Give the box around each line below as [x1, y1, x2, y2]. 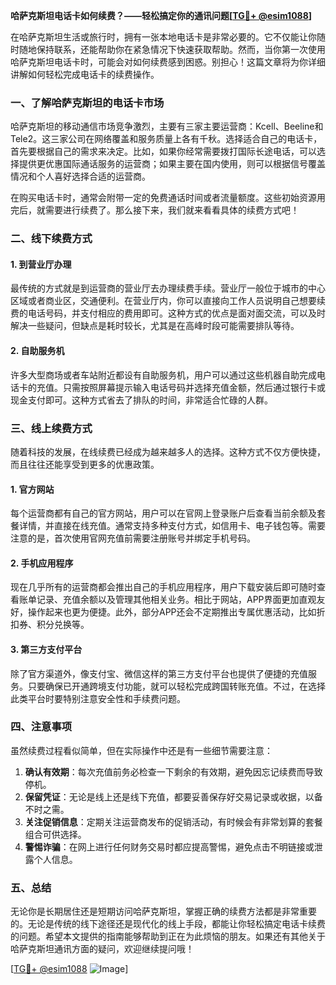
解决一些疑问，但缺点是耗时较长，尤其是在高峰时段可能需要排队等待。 [10, 320, 300, 332]
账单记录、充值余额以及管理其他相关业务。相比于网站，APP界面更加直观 [18, 594, 317, 606]
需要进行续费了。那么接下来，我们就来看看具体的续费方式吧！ [44, 204, 300, 216]
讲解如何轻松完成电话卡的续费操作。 [10, 69, 160, 80]
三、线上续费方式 [10, 421, 93, 435]
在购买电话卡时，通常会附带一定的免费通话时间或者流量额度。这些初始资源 [10, 192, 317, 204]
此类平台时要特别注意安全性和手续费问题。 [10, 692, 186, 704]
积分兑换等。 [36, 619, 90, 631]
